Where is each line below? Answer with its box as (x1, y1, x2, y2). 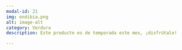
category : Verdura (6, 24, 51, 31)
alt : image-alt (6, 19, 43, 25)
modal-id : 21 (6, 8, 38, 15)
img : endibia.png (6, 14, 49, 20)
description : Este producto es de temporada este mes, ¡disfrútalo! (6, 30, 177, 36)
